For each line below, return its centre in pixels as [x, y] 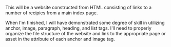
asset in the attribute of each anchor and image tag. [60, 39]
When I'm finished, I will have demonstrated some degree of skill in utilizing [85, 23]
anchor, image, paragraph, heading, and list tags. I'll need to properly [78, 28]
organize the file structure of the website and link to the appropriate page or [85, 33]
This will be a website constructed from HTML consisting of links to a [79, 7]
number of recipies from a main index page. [52, 13]
